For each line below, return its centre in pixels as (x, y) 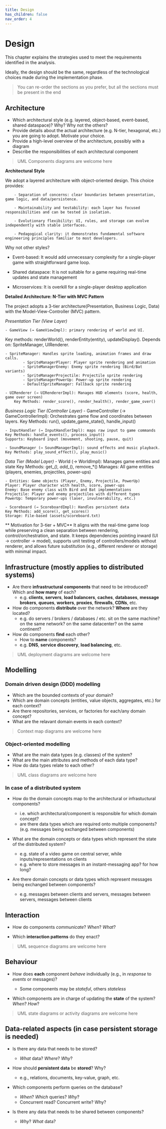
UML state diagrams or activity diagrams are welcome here (77, 1013)
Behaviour (21, 962)
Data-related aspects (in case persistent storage (82, 1029)
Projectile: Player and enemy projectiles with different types (73, 494)
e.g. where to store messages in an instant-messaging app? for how (89, 864)
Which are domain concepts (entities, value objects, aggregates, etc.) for (86, 700)
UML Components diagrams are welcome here (65, 161)
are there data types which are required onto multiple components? (88, 824)
